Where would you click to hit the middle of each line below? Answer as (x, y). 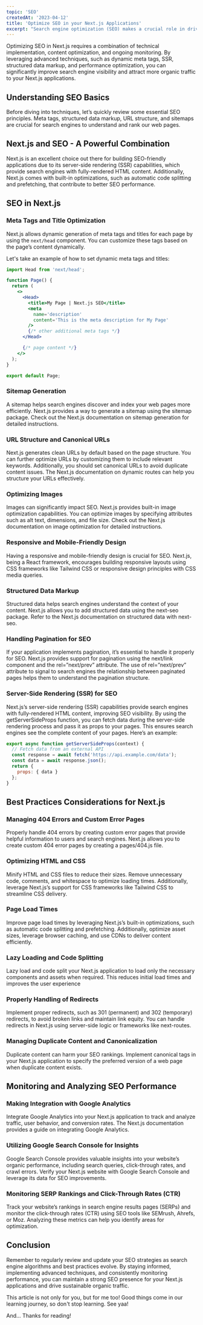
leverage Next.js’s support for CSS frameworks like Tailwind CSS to (90, 887)
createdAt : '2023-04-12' (37, 18)
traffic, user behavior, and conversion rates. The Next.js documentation (95, 1123)
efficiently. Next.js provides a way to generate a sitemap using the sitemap (99, 411)
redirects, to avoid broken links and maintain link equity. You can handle (95, 1019)
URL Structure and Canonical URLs (58, 439)
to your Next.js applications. (41, 78)
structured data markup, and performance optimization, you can (86, 65)
